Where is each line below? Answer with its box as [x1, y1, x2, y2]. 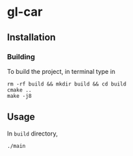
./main [7, 142, 26, 149]
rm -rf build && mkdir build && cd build [7, 80, 127, 88]
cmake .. [7, 86, 32, 93]
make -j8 [7, 92, 32, 99]
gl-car [7, 4, 43, 20]
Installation [7, 31, 56, 43]
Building [7, 52, 35, 62]
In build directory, [7, 129, 58, 138]
